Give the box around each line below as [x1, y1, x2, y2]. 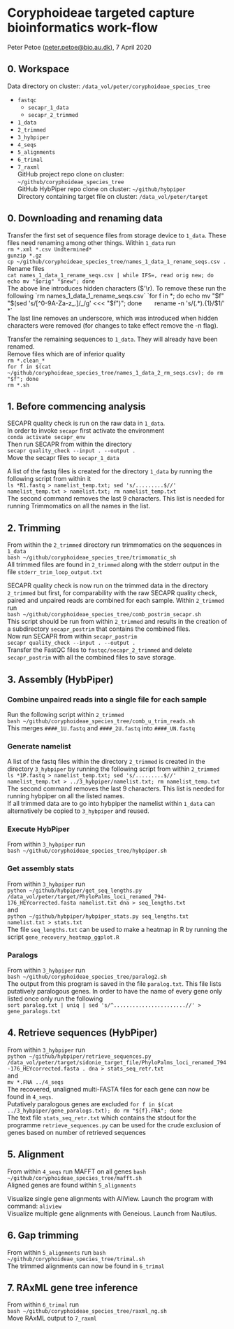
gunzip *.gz [7, 252, 42, 259]
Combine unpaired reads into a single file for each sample [7, 695, 207, 704]
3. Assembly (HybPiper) [7, 674, 114, 686]
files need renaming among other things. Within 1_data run [7, 238, 176, 246]
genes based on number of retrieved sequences [7, 1128, 147, 1136]
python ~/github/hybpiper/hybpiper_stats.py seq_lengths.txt [7, 912, 189, 920]
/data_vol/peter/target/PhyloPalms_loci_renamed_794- [7, 893, 168, 900]
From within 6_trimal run [7, 1300, 79, 1309]
